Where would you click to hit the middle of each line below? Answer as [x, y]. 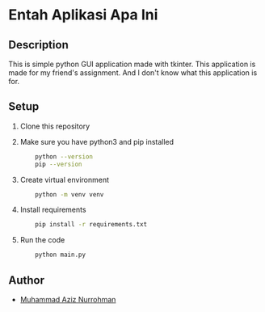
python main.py [61, 255]
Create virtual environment [65, 179]
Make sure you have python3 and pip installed [97, 141]
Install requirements [53, 210]
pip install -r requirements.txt [91, 225]
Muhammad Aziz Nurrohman [68, 299]
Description [38, 45]
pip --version [59, 164]
